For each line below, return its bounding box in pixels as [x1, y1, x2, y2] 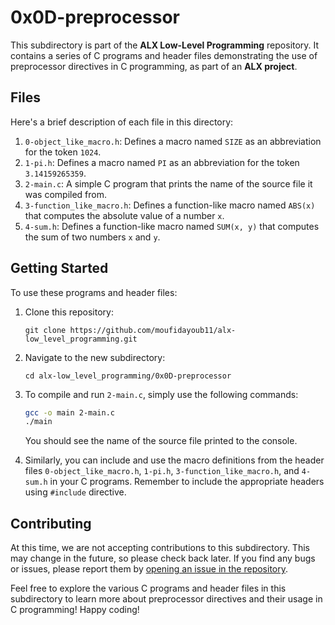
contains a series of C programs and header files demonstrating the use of [10, 49, 318, 61]
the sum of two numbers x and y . [24, 231, 161, 243]
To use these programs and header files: [10, 286, 178, 298]
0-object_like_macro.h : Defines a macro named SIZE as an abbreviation [24, 135, 322, 147]
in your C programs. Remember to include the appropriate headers [49, 476, 325, 488]
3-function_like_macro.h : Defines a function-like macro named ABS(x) [24, 199, 316, 211]
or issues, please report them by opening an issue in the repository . [10, 563, 289, 575]
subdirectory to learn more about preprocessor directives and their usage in [10, 593, 323, 605]
